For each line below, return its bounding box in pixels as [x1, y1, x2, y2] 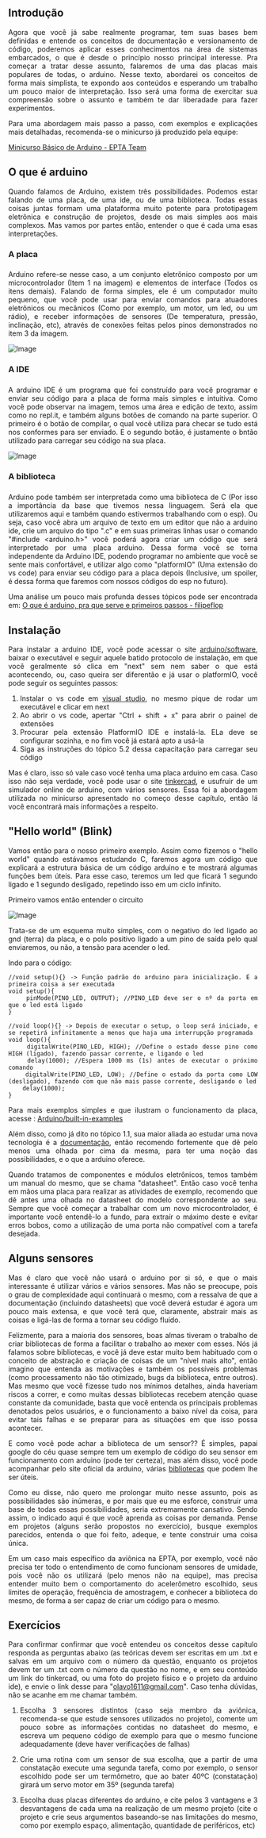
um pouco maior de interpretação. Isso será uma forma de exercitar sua [8, 87, 258, 96]
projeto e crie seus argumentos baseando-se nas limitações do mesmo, [19, 1813, 258, 1822]
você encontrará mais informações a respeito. [8, 802, 158, 811]
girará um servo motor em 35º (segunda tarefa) [19, 1780, 175, 1790]
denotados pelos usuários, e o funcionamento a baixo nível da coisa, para [8, 1406, 258, 1416]
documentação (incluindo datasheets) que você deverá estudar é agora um [8, 1298, 258, 1308]
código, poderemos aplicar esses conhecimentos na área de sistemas [8, 44, 258, 54]
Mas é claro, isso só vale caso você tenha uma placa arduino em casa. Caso [8, 767, 258, 777]
